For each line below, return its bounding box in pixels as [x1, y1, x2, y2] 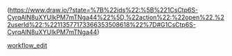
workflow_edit [7, 41, 48, 49]
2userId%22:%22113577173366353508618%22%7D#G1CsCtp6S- [7, 21, 196, 28]
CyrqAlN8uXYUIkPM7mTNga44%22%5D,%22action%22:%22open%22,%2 [7, 13, 225, 21]
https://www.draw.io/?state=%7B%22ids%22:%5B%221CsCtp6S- [9, 6, 199, 14]
